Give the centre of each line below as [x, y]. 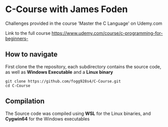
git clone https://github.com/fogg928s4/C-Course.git [63, 81]
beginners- [17, 38]
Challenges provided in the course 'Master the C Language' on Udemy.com [84, 23]
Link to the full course [28, 33]
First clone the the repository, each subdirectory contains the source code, [83, 66]
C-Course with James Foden [67, 9]
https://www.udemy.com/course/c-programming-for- [107, 33]
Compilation [25, 101]
